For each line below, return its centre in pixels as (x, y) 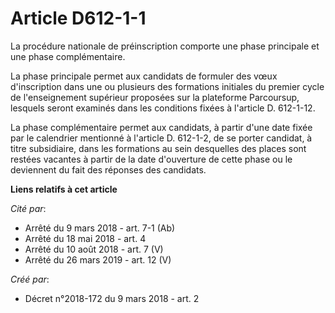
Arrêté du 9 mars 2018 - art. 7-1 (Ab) (100, 228)
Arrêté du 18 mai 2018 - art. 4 (85, 238)
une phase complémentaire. (68, 56)
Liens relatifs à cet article (64, 189)
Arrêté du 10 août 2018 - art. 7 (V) (94, 249)
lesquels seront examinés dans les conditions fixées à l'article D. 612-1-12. (163, 108)
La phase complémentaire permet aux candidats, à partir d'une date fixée (161, 127)
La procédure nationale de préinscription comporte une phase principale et (165, 46)
